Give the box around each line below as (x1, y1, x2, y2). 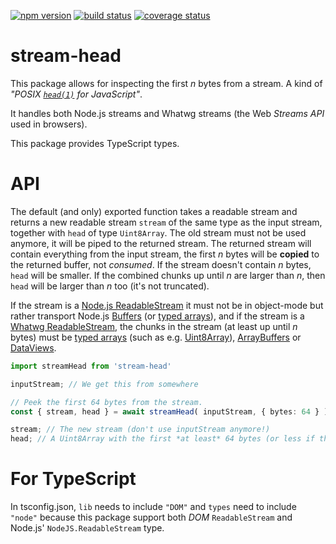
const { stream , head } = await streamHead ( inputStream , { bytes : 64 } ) (10, 406, 329, 417)
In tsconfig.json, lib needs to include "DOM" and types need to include (10, 501, 297, 513)
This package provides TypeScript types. (10, 137, 180, 149)
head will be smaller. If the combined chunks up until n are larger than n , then (10, 269, 326, 281)
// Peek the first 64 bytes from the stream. (10, 397, 203, 407)
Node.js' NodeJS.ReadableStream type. (10, 522, 165, 534)
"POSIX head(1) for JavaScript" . (10, 88, 143, 100)
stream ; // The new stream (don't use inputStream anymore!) (10, 425, 271, 435)
